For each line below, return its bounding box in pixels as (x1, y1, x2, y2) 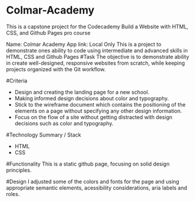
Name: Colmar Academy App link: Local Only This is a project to (6, 41, 162, 48)
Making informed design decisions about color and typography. (14, 95, 169, 102)
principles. (6, 166, 32, 174)
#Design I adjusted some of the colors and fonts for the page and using (6, 178, 180, 185)
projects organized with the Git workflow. (6, 65, 106, 72)
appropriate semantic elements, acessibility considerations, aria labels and (6, 184, 187, 191)
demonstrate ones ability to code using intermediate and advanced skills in (6, 47, 188, 54)
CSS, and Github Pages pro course (6, 29, 91, 36)
